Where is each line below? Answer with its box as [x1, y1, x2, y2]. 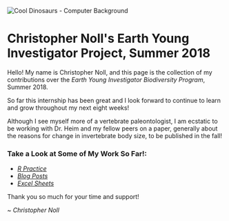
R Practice [17, 164, 47, 173]
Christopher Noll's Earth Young [7, 31, 190, 46]
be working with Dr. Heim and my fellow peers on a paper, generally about [7, 124, 218, 133]
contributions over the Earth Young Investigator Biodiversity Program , [7, 75, 206, 84]
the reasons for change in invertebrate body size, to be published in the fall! [7, 131, 223, 140]
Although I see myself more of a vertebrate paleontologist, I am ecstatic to [7, 117, 219, 125]
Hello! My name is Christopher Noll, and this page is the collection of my [7, 68, 212, 76]
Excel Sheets [17, 180, 54, 188]
